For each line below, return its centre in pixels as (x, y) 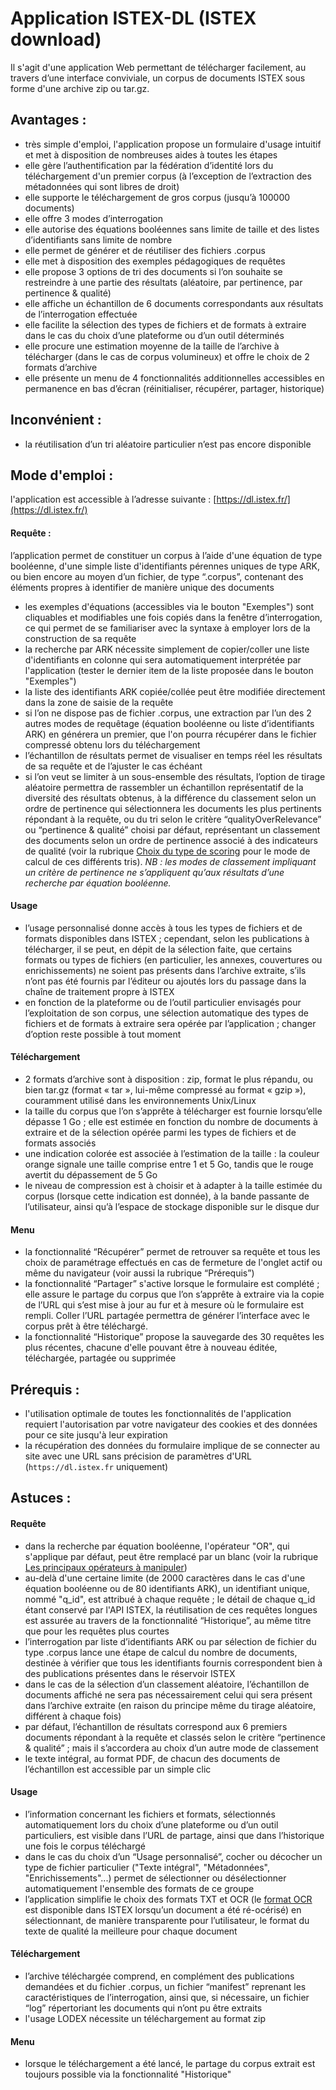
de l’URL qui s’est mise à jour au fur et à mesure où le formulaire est (164, 1305)
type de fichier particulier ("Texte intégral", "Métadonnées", (147, 1867)
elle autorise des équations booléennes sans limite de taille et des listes (172, 229)
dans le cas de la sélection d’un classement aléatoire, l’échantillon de (167, 1684)
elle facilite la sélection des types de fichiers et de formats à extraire (165, 324)
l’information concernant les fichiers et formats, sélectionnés (150, 1814)
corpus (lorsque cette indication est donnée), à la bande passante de (167, 1196)
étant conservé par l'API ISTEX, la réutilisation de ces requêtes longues (171, 1609)
